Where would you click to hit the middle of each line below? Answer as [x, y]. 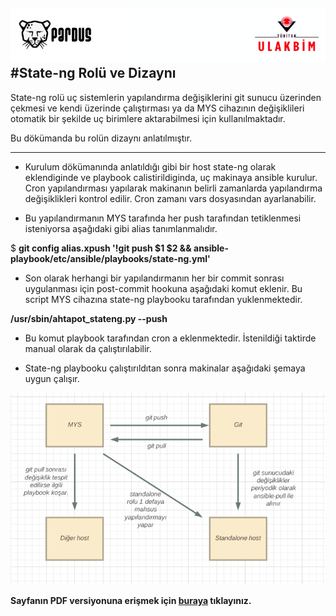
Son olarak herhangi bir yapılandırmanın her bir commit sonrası [154, 278]
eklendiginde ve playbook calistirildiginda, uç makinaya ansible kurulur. [171, 177]
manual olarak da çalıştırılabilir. [88, 348]
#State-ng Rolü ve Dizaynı [93, 73]
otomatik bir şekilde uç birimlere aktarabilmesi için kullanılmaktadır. [148, 118]
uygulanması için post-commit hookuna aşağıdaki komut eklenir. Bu [163, 288]
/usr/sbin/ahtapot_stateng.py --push [89, 318]
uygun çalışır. [52, 378]
